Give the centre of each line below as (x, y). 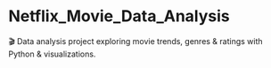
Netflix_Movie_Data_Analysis (119, 16)
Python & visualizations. (52, 54)
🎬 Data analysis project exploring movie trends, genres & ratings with (136, 41)
